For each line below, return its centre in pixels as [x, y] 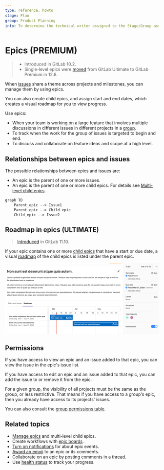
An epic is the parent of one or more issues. [56, 180]
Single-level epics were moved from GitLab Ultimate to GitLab [86, 69]
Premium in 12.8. [41, 75]
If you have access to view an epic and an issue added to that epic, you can [81, 359]
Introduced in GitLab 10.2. [50, 64]
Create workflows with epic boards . [48, 441]
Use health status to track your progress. [53, 462]
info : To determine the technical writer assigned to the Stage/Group [78, 26]
